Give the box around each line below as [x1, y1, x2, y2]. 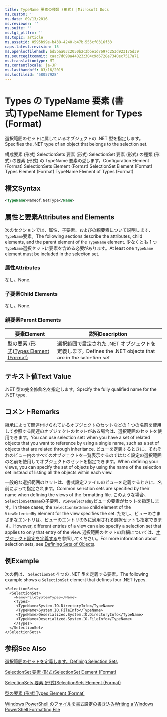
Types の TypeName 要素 [5, 95, 110, 107]
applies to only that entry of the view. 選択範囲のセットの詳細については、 [5, 529, 156, 535]
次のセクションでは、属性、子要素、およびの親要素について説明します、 [5, 227, 153, 233]
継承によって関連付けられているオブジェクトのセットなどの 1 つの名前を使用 [5, 422, 162, 428]
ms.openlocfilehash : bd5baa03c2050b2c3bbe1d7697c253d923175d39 [5, 49, 139, 54]
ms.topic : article [5, 35, 43, 40]
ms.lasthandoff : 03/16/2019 [5, 68, 64, 73]
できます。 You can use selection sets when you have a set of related [9, 434, 150, 440]
